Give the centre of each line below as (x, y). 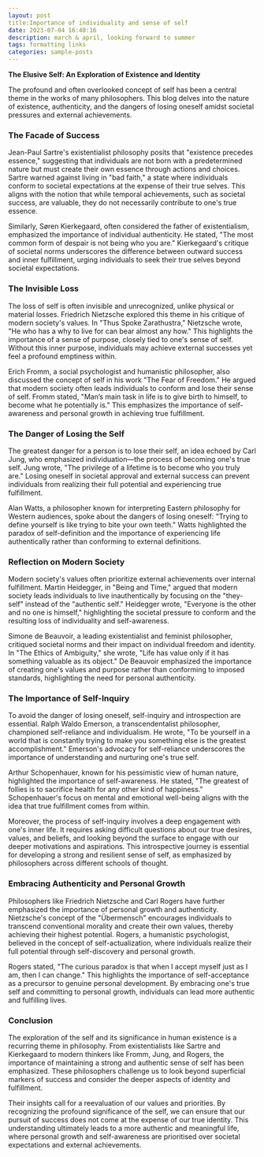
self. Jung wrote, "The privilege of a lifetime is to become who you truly (124, 467)
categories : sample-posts (50, 52)
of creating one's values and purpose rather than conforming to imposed (126, 670)
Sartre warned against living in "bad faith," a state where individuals (118, 177)
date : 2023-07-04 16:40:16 (52, 30)
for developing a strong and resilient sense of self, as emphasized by (120, 855)
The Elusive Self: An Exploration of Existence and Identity (104, 74)
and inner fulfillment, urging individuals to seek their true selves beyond (125, 260)
